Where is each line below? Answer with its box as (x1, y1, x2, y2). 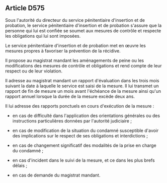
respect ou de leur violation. (5, 68, 63, 74)
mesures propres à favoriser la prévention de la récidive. (5, 48, 121, 54)
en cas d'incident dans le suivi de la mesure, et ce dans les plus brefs (12, 157, 155, 163)
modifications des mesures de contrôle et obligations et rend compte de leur (5, 62, 162, 68)
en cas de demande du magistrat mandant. (12, 172, 101, 178)
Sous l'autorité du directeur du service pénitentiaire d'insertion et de (5, 17, 145, 23)
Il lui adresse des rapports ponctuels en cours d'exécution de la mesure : (5, 103, 155, 109)
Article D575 (5, 4, 45, 12)
